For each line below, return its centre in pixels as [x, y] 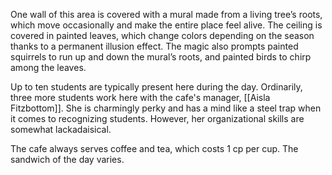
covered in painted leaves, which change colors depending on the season [162, 35]
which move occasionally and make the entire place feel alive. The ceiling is [166, 25]
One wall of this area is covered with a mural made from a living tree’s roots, [166, 14]
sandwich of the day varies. [67, 159]
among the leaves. [48, 67]
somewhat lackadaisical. [61, 129]
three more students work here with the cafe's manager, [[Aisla [140, 97]
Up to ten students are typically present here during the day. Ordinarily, [156, 87]
